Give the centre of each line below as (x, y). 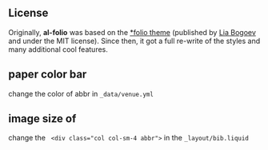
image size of (42, 119)
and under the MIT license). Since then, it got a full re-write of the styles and (134, 41)
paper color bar (48, 75)
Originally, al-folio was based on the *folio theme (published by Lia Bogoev (132, 32)
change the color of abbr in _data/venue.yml (81, 93)
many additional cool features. (58, 49)
